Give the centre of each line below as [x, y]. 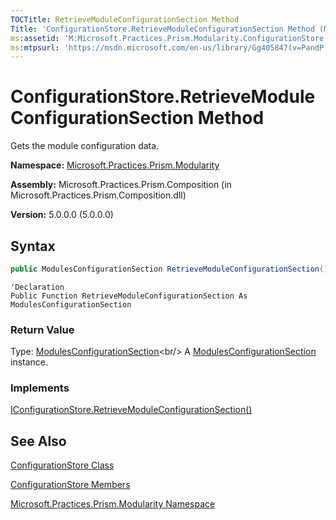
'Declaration [37, 287]
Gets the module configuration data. [85, 146]
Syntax [33, 246]
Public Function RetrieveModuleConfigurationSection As [129, 296]
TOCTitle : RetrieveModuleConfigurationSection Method [125, 19]
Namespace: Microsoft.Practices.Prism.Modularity [115, 165]
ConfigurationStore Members [70, 485]
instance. [29, 362]
